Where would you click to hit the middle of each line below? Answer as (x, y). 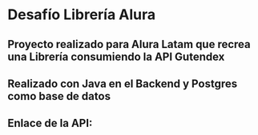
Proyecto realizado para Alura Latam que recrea (129, 44)
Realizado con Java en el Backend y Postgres (123, 83)
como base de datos (59, 96)
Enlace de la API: (50, 123)
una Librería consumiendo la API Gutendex (116, 56)
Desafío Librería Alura (82, 15)
